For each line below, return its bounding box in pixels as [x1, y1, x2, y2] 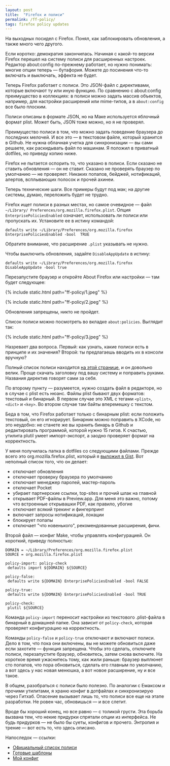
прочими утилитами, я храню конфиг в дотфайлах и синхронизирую [5, 688, 154, 694]
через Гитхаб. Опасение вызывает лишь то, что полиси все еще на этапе [5, 693, 164, 699]
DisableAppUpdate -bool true [5, 265, 67, 270]
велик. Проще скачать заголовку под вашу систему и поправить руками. [5, 370, 165, 376]
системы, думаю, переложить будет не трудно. [5, 191, 109, 198]
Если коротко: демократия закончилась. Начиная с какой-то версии [5, 51, 155, 57]
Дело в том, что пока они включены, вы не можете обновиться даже [5, 641, 156, 647]
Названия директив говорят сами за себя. [5, 375, 97, 381]
